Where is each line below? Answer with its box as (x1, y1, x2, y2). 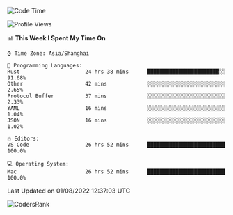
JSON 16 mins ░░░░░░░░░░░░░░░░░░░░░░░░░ (7, 117, 226, 124)
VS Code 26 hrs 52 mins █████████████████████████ (7, 141, 226, 148)
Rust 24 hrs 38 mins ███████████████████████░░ (7, 68, 226, 75)
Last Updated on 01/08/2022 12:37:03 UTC (7, 186, 131, 195)
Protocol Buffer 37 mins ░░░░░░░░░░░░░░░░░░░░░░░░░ (7, 93, 226, 99)
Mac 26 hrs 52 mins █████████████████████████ (7, 168, 226, 175)
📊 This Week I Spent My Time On (7, 34, 106, 42)
